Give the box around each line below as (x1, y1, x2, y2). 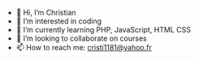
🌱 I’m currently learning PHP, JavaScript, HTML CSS (15, 25, 191, 34)
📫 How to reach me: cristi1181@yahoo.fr (15, 43, 152, 52)
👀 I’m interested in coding (15, 16, 102, 26)
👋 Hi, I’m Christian (15, 8, 76, 17)
